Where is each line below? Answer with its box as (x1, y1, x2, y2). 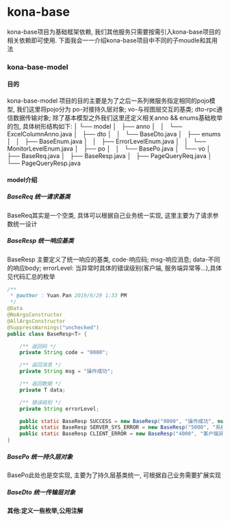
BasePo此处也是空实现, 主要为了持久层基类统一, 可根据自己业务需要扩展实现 (7, 471, 221, 479)
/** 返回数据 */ (19, 381, 62, 387)
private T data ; (19, 386, 66, 394)
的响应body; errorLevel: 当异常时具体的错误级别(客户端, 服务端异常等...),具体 (7, 264, 222, 272)
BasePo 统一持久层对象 (7, 453, 73, 461)
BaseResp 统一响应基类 (7, 237, 74, 245)
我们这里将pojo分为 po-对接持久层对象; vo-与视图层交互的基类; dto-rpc (16, 105, 217, 114)
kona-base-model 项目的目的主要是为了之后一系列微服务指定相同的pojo (7, 97, 210, 105)
